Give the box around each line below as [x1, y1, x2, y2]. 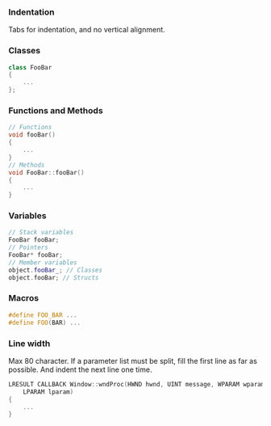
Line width [8, 338, 51, 349]
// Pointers [8, 243, 48, 252]
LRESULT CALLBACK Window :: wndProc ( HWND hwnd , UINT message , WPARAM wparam [8, 380, 265, 388]
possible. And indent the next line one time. [8, 365, 152, 374]
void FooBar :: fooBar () [8, 168, 85, 176]
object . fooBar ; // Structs [8, 273, 99, 281]
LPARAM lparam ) [23, 387, 74, 396]
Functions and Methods [8, 105, 103, 116]
